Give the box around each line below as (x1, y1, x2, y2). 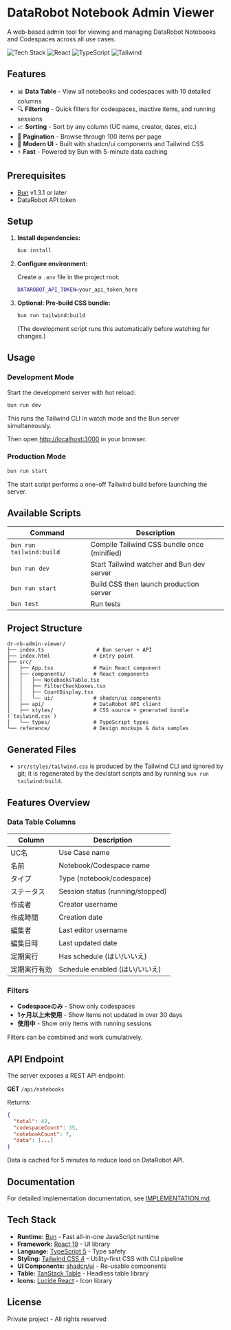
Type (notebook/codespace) (58, 874, 151, 883)
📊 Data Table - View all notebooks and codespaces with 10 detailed (16, 87, 211, 95)
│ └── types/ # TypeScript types (7, 719, 149, 726)
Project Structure (7, 622, 82, 634)
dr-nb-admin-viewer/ (7, 641, 67, 647)
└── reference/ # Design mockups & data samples (7, 725, 189, 732)
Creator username (58, 899, 118, 909)
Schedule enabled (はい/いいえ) (58, 964, 162, 974)
